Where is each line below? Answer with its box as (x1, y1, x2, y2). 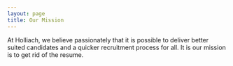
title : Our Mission (7, 17, 64, 24)
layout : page (7, 10, 45, 17)
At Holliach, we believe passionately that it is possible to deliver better (7, 35, 209, 44)
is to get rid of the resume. (7, 50, 84, 59)
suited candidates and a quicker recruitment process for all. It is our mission (7, 43, 226, 51)
